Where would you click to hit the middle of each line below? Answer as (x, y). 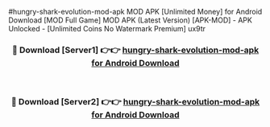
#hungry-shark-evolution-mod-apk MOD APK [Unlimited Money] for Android (135, 12)
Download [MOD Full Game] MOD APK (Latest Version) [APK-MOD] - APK (130, 20)
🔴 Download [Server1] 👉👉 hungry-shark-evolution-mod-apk (135, 50)
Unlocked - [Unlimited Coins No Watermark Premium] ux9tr (107, 29)
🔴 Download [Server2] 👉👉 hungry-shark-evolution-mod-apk (135, 102)
